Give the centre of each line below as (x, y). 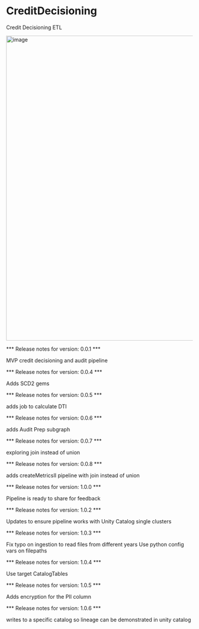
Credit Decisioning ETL (34, 27)
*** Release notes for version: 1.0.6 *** (54, 608)
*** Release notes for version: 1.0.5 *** (54, 585)
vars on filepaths (27, 551)
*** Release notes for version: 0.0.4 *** (54, 371)
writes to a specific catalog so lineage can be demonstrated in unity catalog (99, 620)
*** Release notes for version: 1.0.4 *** (54, 562)
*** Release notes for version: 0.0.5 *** (54, 395)
